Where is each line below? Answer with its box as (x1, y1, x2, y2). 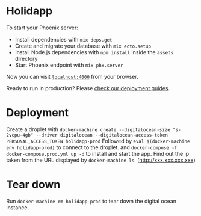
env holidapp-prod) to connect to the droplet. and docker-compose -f (6, 143, 178, 151)
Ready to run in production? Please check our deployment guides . (6, 84, 170, 91)
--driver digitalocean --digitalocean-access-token (36, 132, 169, 138)
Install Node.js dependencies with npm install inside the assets (14, 48, 173, 55)
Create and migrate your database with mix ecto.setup (14, 42, 152, 49)
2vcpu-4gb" (6, 132, 34, 138)
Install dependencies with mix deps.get (14, 35, 113, 43)
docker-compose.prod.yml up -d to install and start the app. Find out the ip (6, 150, 190, 157)
